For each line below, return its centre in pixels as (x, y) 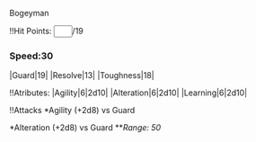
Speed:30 (31, 56)
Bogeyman (29, 13)
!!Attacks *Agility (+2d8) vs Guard (72, 111)
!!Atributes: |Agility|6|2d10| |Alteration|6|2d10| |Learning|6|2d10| (128, 93)
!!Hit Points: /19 (46, 31)
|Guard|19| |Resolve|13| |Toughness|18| (82, 75)
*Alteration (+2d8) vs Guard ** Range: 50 (85, 128)
